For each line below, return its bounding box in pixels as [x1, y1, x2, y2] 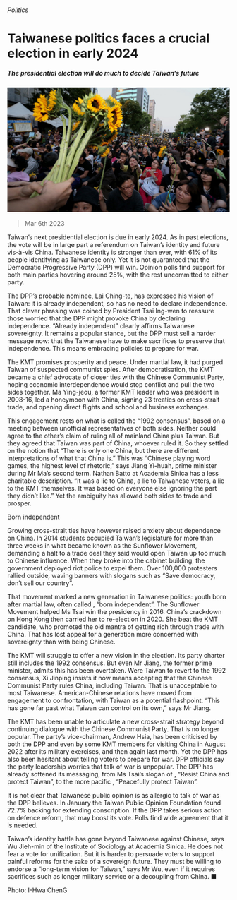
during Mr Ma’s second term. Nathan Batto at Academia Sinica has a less [7, 469, 219, 478]
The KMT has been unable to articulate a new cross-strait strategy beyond [7, 717, 224, 726]
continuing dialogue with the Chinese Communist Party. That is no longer [7, 725, 220, 733]
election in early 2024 [7, 45, 139, 61]
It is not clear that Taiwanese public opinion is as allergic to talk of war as [7, 791, 220, 800]
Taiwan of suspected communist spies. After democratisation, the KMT [7, 366, 214, 374]
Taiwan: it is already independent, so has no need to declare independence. [7, 299, 228, 308]
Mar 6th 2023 [24, 220, 65, 228]
